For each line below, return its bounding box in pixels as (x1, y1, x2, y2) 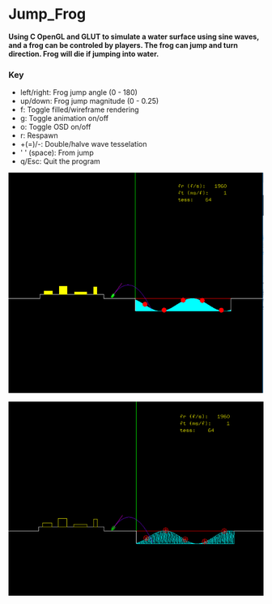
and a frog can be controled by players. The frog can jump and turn (8, 40, 239, 49)
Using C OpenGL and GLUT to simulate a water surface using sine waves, (8, 32, 259, 41)
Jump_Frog (8, 5, 87, 24)
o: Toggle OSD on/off (19, 122, 91, 132)
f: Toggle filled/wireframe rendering (19, 105, 139, 114)
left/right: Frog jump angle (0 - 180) (19, 88, 138, 97)
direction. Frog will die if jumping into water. (8, 49, 159, 58)
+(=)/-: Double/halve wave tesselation (19, 139, 147, 149)
